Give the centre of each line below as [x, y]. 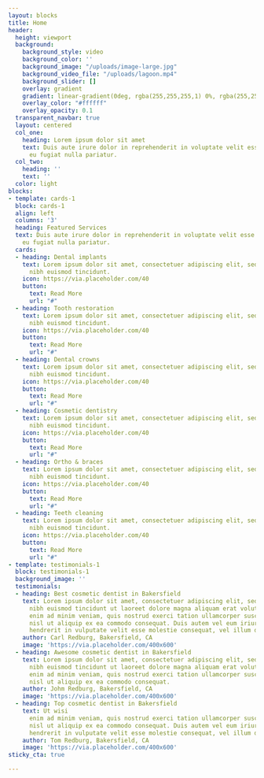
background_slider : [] [59, 81]
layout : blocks [33, 15]
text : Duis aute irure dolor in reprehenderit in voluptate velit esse [135, 235]
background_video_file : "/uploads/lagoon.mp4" [100, 74]
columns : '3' [37, 220]
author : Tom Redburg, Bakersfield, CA [86, 740]
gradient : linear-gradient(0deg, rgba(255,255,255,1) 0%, [119, 96]
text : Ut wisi [45, 711]
